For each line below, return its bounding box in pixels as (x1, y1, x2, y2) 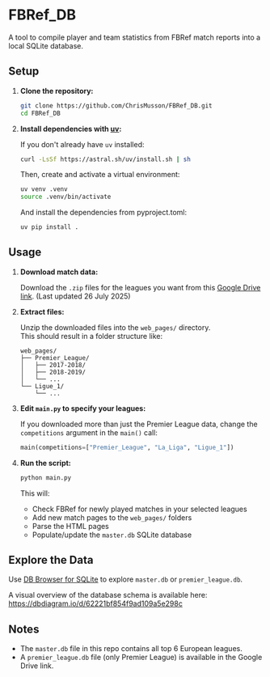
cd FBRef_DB (19, 109, 61, 117)
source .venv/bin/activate (19, 193, 112, 201)
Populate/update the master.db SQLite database (32, 530, 192, 539)
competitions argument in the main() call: (19, 427, 158, 438)
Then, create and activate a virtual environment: (19, 170, 180, 180)
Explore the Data (8, 552, 94, 567)
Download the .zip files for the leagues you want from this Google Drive (19, 282, 261, 292)
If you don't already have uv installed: (19, 139, 145, 149)
